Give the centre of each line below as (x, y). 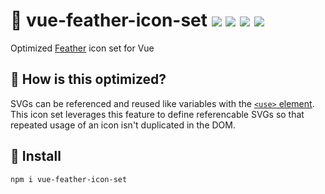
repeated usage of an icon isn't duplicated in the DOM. (123, 125)
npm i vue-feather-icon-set (69, 179)
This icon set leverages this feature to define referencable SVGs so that (157, 114)
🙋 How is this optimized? (88, 79)
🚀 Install (36, 156)
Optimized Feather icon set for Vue (82, 48)
